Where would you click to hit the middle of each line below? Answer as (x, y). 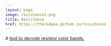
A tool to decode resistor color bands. (45, 38)
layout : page (19, 10)
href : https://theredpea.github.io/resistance (55, 24)
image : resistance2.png (31, 15)
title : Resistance (25, 19)
